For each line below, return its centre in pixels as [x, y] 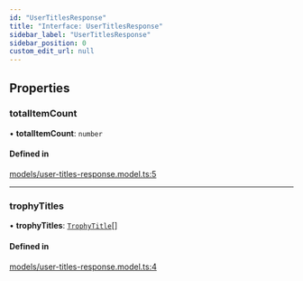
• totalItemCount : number [56, 133]
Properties [40, 88]
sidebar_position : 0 [48, 43]
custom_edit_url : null [52, 52]
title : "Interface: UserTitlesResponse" [87, 26]
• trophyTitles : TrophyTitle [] [64, 226]
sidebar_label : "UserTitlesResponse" [80, 34]
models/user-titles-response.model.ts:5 [83, 174]
